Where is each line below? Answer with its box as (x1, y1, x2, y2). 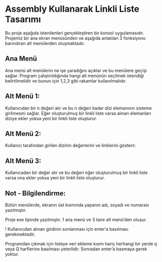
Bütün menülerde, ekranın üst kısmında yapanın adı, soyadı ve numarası (5, 202, 149, 208)
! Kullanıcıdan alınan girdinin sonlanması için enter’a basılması (5, 226, 128, 232)
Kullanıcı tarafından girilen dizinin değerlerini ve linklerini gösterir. (5, 143, 136, 149)
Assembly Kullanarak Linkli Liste (5, 3, 140, 15)
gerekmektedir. (5, 231, 36, 237)
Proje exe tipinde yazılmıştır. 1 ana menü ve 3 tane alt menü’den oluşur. (5, 217, 147, 222)
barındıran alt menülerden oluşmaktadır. (5, 40, 85, 46)
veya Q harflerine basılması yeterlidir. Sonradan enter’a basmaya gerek (5, 246, 147, 252)
